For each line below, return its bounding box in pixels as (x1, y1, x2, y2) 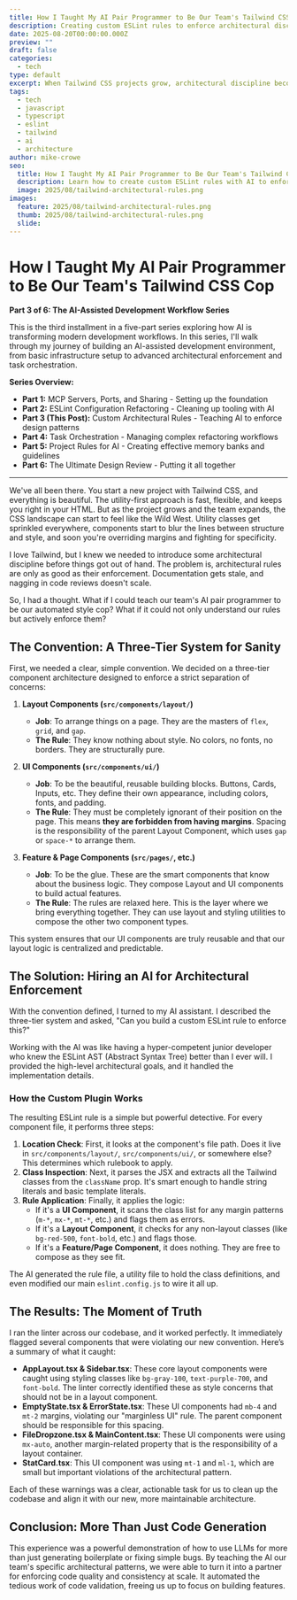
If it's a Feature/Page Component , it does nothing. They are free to (34, 1242, 281, 1253)
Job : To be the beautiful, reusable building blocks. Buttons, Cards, (34, 778, 277, 789)
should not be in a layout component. (21, 1392, 158, 1403)
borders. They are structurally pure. (34, 745, 165, 755)
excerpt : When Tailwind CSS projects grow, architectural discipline (9, 79, 271, 88)
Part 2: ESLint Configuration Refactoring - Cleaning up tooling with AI (21, 404, 275, 414)
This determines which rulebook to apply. (21, 1157, 174, 1169)
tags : (9, 87, 29, 96)
